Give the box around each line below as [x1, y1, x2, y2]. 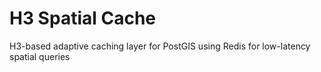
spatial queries [9, 50, 71, 62]
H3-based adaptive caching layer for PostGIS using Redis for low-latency [9, 40, 311, 52]
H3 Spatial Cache [9, 7, 157, 30]
